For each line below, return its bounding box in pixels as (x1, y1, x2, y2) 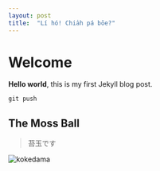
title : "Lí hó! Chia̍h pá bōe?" (8, 19, 115, 27)
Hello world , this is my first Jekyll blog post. (8, 80, 153, 89)
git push (8, 95, 37, 103)
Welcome (8, 53, 72, 72)
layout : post (8, 11, 52, 20)
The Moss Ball (8, 116, 80, 130)
